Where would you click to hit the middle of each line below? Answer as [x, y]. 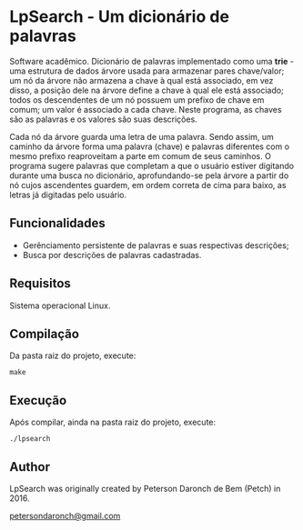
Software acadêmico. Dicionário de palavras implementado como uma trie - [151, 61]
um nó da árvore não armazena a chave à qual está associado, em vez [141, 80]
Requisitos [40, 284]
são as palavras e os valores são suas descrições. [103, 119]
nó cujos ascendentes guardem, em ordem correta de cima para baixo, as [148, 185]
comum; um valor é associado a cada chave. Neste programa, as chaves [146, 109]
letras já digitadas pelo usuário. [68, 195]
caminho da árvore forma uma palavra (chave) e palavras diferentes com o [149, 146]
